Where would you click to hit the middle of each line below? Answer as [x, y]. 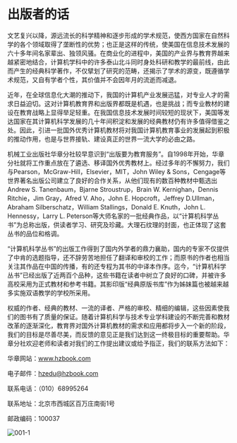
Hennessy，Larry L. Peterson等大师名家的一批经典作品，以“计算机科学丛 [113, 216]
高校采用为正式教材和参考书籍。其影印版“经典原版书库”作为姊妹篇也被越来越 [118, 284]
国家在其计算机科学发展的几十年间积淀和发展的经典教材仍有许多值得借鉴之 [121, 121]
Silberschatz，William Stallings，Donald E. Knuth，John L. [120, 207]
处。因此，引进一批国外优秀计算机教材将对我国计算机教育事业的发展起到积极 [119, 130]
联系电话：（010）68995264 [48, 388]
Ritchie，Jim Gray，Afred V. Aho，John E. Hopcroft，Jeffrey [96, 198]
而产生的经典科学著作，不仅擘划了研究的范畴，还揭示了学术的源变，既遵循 [115, 71]
